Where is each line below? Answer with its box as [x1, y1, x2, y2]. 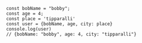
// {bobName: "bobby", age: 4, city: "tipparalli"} [6, 31, 137, 37]
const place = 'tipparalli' [6, 16, 75, 22]
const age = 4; [6, 11, 44, 16]
